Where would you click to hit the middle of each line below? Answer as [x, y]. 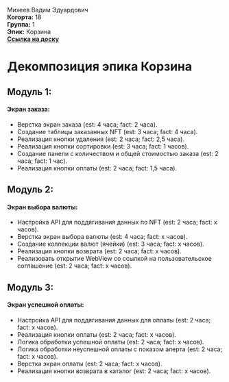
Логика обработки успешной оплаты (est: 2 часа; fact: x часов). [110, 342]
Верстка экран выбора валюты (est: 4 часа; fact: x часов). [102, 237]
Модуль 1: [29, 92]
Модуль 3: [31, 287]
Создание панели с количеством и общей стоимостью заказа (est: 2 [118, 153]
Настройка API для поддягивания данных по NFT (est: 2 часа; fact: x [117, 222]
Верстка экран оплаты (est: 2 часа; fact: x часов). [89, 364]
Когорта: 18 [24, 17]
